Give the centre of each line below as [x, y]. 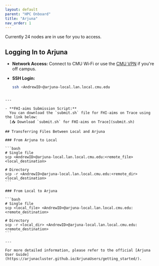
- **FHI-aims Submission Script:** [41, 109]
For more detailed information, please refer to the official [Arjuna [78, 250]
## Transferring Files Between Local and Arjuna [55, 131]
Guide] [22, 254]
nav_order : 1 [18, 23]
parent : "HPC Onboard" [28, 14]
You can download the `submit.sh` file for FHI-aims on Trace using [80, 113]
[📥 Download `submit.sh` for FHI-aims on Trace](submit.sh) [72, 122]
